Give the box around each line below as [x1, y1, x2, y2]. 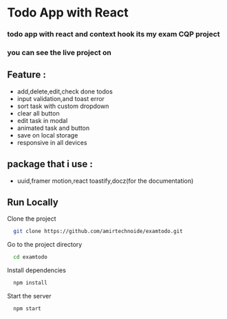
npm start [13, 305, 41, 312]
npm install [13, 280, 48, 287]
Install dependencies [7, 266, 67, 274]
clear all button [17, 109, 60, 118]
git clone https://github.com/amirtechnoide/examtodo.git [13, 228, 184, 235]
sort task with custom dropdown [17, 102, 109, 110]
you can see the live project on [7, 48, 111, 58]
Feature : [7, 69, 46, 80]
